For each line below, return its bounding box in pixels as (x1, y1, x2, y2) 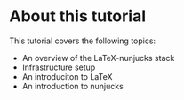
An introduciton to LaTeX (21, 71, 113, 81)
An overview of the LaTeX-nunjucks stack (21, 52, 175, 63)
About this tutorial (9, 6, 147, 27)
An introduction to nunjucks (21, 81, 124, 91)
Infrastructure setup (21, 62, 96, 73)
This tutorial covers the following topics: (9, 35, 156, 46)
